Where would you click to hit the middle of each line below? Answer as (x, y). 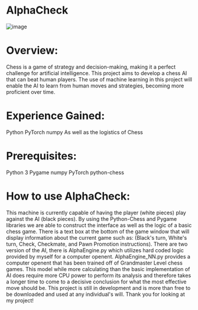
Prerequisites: (41, 156)
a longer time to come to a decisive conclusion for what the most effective (97, 282)
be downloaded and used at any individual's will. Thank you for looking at (95, 294)
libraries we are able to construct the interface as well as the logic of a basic (99, 225)
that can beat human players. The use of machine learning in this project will (99, 79)
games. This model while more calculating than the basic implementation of (98, 269)
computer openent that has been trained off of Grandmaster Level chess (95, 263)
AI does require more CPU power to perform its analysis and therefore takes (99, 275)
